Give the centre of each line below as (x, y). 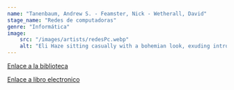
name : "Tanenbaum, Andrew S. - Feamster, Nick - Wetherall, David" (107, 14)
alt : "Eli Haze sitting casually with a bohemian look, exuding (115, 46)
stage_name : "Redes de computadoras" (62, 20)
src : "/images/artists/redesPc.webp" (75, 40)
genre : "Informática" (39, 27)
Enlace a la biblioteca (38, 66)
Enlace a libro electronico (44, 80)
